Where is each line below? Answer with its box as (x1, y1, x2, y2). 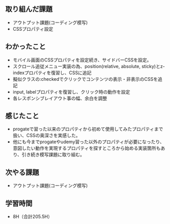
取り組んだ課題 (5, 5, 53, 14)
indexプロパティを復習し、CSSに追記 (12, 70, 92, 76)
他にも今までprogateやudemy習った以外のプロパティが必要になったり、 (12, 139, 165, 145)
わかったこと (5, 42, 46, 51)
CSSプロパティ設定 (12, 26, 54, 32)
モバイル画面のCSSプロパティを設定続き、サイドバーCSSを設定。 (12, 57, 152, 63)
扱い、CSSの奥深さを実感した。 (12, 132, 80, 139)
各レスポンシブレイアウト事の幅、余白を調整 (12, 95, 108, 101)
